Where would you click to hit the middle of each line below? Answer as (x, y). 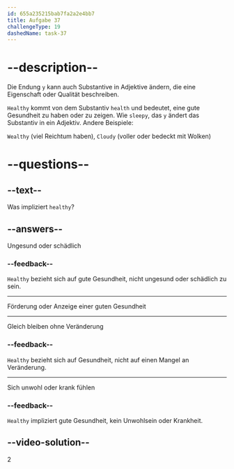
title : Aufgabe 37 (34, 20)
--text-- (24, 190)
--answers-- (35, 229)
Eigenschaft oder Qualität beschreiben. (63, 94)
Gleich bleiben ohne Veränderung (55, 327)
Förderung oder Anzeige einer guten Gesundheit (77, 306)
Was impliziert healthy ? (41, 207)
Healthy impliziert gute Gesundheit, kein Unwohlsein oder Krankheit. (105, 420)
